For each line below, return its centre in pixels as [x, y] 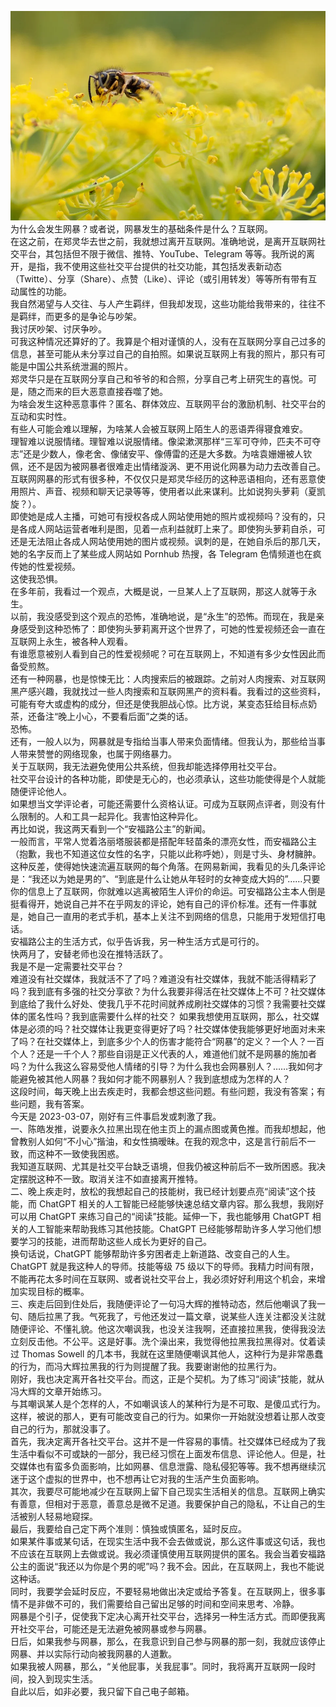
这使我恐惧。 [36, 578]
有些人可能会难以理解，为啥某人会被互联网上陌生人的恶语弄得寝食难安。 [159, 428]
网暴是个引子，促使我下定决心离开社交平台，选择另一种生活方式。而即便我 [163, 1616]
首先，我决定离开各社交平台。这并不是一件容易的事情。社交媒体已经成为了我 [168, 1441]
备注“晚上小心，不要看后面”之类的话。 [115, 716]
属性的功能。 [45, 291]
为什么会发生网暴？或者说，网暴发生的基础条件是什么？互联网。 [141, 228]
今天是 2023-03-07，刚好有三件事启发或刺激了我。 [116, 1116]
